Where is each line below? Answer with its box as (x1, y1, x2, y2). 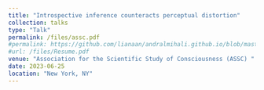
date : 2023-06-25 (8, 63, 65, 70)
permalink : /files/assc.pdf (8, 33, 101, 41)
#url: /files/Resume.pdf (8, 48, 90, 56)
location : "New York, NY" (8, 70, 93, 77)
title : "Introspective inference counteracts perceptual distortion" (8, 11, 241, 20)
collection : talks (8, 19, 68, 27)
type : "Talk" (8, 26, 51, 34)
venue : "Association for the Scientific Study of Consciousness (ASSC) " (8, 56, 255, 63)
